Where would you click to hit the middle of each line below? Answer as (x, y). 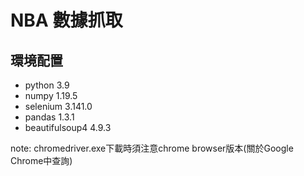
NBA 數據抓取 (66, 20)
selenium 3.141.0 (58, 106)
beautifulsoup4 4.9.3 (68, 127)
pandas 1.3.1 (49, 117)
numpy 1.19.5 (51, 95)
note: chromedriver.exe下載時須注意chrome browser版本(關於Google (152, 148)
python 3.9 (47, 85)
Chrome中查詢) (41, 160)
